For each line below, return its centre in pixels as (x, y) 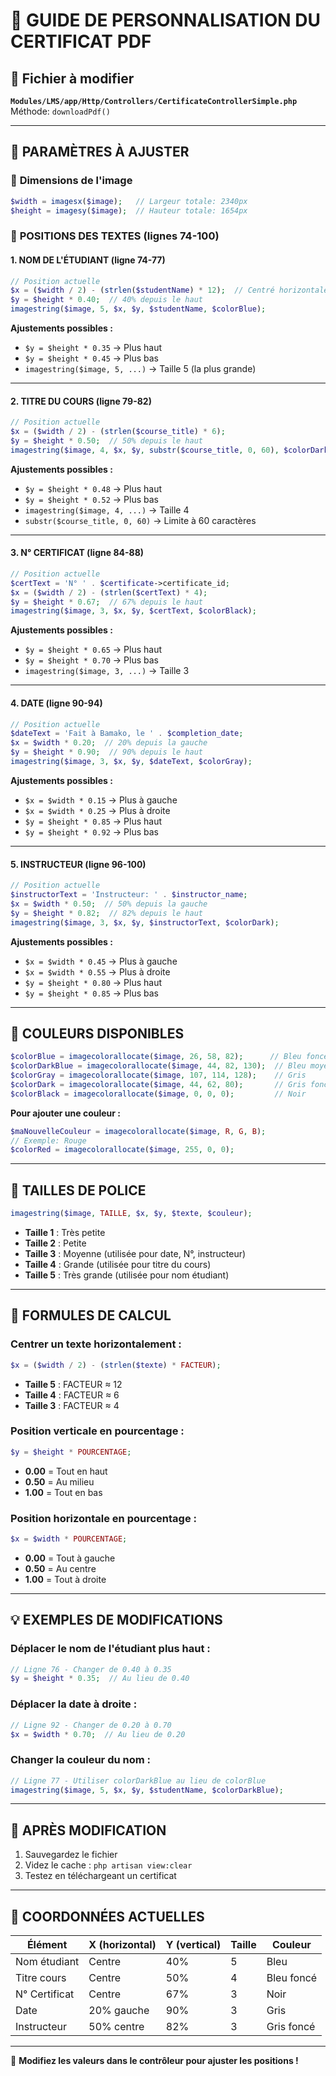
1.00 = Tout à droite (65, 1579)
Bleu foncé (292, 1978)
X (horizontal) (122, 1945)
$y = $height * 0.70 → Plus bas (91, 660)
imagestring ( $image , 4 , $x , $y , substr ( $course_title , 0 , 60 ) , (145, 450)
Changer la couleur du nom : (80, 1760)
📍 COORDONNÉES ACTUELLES (107, 1916)
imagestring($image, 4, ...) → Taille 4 (107, 510)
